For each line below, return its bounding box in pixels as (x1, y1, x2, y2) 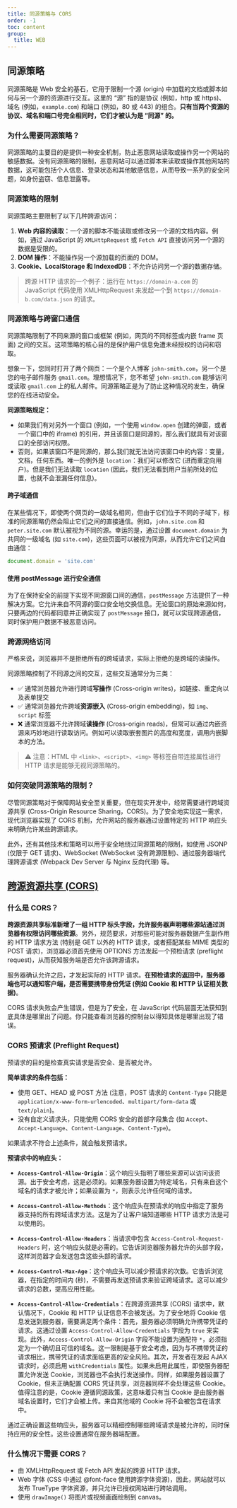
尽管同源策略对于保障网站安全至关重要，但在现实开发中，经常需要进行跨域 (7, 798, 224, 806)
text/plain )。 (17, 1106, 59, 1114)
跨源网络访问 (7, 637, 51, 647)
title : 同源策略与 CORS (7, 10, 72, 18)
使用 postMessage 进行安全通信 (7, 574, 101, 582)
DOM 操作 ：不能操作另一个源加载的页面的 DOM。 (17, 253, 162, 262)
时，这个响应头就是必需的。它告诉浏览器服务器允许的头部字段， (41, 1243, 227, 1251)
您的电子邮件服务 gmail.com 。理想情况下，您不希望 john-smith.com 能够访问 (7, 373, 228, 381)
